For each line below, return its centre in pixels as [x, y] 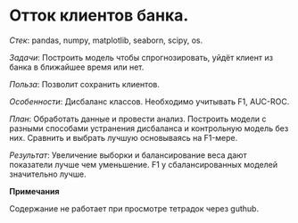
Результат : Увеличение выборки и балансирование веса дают [128, 155]
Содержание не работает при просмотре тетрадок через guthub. [134, 208]
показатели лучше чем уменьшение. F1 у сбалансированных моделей [144, 164]
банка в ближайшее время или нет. [77, 67]
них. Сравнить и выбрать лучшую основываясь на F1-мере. [124, 137]
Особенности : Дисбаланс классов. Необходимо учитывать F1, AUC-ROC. [149, 101]
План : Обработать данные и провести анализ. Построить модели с [138, 119]
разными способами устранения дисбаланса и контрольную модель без [149, 128]
